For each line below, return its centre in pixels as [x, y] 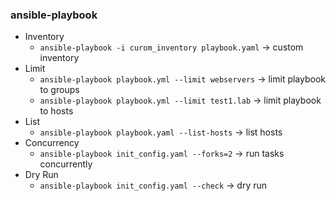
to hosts [56, 111]
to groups [59, 90]
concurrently [66, 164]
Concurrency [52, 143]
